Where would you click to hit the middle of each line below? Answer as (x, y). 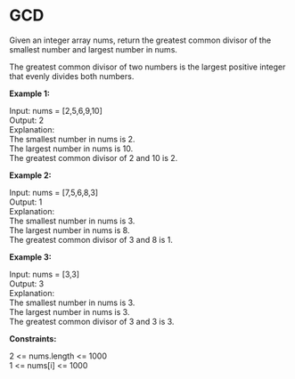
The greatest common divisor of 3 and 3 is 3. (92, 321)
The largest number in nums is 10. (71, 149)
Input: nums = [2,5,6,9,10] (56, 110)
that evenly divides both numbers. (72, 76)
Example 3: (30, 257)
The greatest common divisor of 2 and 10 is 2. (94, 157)
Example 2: (30, 175)
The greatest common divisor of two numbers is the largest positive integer (147, 67)
